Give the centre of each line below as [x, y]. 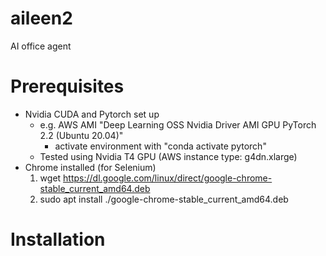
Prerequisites [67, 86]
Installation [58, 239]
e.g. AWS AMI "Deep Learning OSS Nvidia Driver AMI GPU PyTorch [178, 124]
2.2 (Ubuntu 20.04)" [81, 135]
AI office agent [41, 46]
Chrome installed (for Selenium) [90, 167]
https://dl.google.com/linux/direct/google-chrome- [168, 178]
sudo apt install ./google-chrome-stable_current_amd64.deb [164, 199]
